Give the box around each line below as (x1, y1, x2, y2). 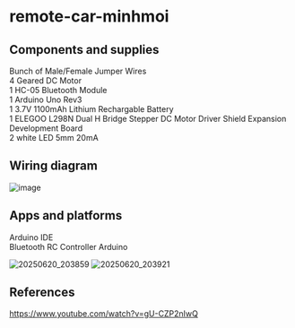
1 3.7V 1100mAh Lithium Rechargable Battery (9, 104, 174, 114)
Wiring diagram (9, 159, 99, 174)
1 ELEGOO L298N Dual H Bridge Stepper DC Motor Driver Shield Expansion (9, 114, 287, 124)
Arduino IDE (9, 231, 54, 243)
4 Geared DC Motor (9, 75, 82, 86)
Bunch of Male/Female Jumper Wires (9, 65, 147, 76)
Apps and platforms (9, 208, 123, 223)
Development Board (9, 123, 83, 134)
